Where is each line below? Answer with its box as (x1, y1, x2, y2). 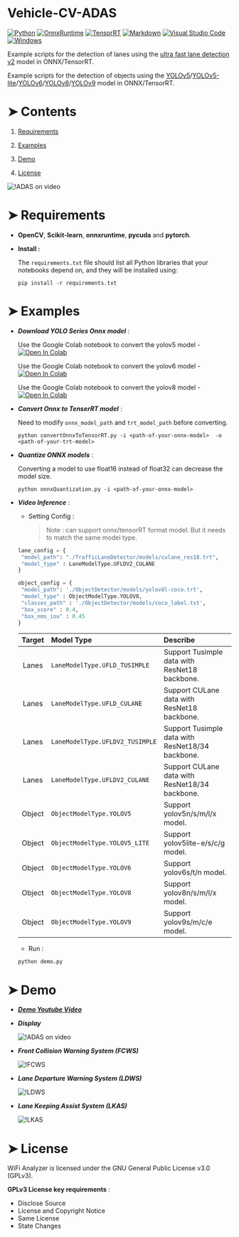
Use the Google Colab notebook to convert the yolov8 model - (17, 382, 201, 392)
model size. (17, 471, 52, 481)
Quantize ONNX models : (17, 450, 94, 459)
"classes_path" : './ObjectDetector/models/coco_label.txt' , (21, 599, 206, 606)
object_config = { (17, 579, 73, 587)
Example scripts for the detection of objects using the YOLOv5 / (7, 71, 193, 80)
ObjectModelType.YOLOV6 (51, 864, 132, 872)
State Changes (17, 1221, 62, 1231)
